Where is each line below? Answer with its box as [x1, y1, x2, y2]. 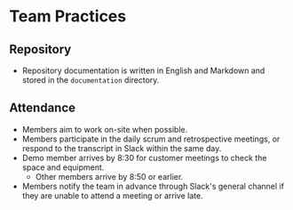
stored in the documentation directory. [21, 75, 160, 85]
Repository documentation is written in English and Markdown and [21, 65, 265, 76]
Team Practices [9, 6, 127, 27]
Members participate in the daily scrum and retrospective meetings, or [21, 133, 281, 144]
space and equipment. [21, 162, 105, 173]
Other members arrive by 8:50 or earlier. [35, 171, 184, 182]
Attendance [9, 101, 76, 116]
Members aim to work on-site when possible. [21, 124, 188, 134]
